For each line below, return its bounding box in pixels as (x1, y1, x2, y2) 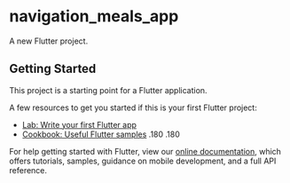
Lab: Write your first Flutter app (21, 119, 137, 130)
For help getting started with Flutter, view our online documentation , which (9, 146, 282, 156)
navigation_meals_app (9, 6, 179, 27)
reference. (9, 164, 47, 175)
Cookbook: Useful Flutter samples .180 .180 (21, 129, 180, 139)
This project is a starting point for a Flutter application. (9, 84, 208, 95)
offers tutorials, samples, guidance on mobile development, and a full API (9, 155, 277, 166)
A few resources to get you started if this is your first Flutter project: (9, 102, 257, 113)
